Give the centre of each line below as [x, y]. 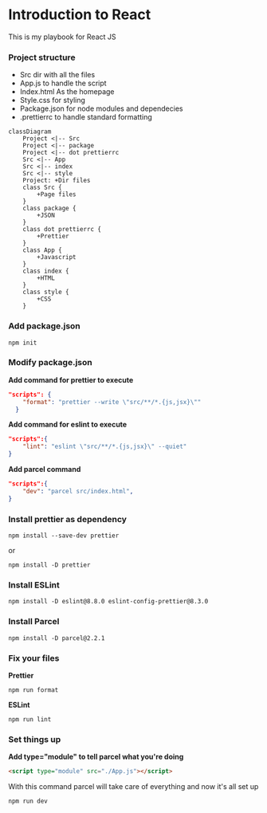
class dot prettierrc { [62, 230]
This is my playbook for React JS [62, 37]
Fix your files [34, 658]
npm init [23, 343]
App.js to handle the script [63, 83]
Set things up [35, 739]
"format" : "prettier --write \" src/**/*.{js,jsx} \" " [112, 402]
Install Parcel [34, 622]
